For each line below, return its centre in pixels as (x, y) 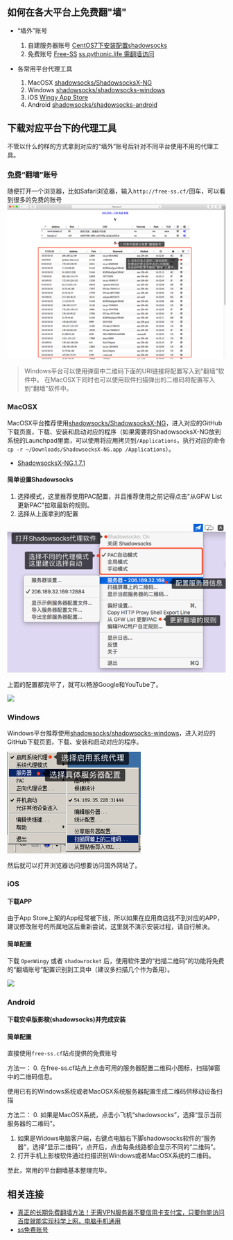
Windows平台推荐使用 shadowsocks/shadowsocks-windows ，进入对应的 (112, 733)
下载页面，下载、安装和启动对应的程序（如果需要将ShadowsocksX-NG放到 (114, 432)
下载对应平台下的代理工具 (62, 128)
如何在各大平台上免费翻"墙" (67, 12)
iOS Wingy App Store (58, 97)
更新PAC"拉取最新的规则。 (55, 504)
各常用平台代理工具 (45, 69)
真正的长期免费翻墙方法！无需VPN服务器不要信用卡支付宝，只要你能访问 (121, 1212)
